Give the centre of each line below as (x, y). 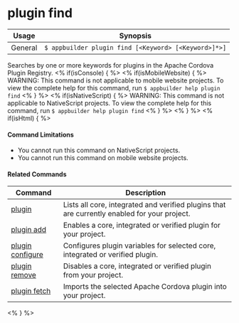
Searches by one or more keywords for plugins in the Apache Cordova (111, 65)
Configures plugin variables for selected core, (139, 245)
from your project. (93, 275)
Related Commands (37, 174)
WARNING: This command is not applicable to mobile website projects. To (116, 80)
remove (24, 275)
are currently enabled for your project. (127, 213)
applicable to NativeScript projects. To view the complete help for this (110, 103)
